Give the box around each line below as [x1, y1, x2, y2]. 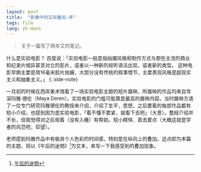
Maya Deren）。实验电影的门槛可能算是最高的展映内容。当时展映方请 [36, 95, 194, 102]
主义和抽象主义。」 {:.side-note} [6, 76, 78, 83]
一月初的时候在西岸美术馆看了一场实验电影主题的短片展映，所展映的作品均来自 [6, 88, 187, 95]
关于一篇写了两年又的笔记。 [20, 42, 85, 50]
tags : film [6, 20, 33, 26]
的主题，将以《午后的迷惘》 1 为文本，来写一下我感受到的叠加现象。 [6, 142, 159, 149]
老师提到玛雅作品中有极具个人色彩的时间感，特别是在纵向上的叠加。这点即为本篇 [6, 136, 191, 142]
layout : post [6, 8, 39, 15]
